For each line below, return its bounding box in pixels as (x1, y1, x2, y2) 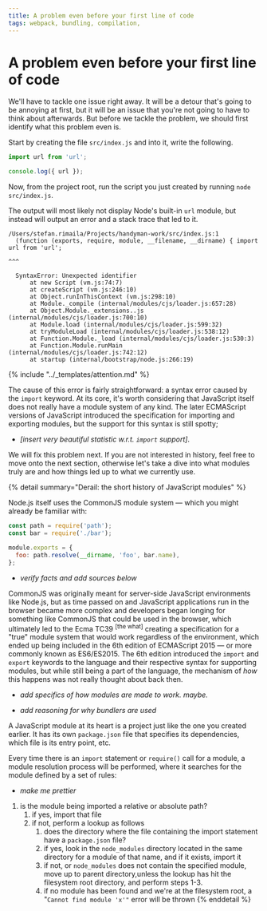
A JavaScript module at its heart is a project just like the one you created (8, 721, 247, 731)
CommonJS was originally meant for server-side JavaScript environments (8, 588, 251, 598)
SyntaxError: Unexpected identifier (15, 272, 137, 280)
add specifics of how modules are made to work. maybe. (19, 690, 209, 699)
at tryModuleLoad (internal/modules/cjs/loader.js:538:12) (29, 328, 230, 336)
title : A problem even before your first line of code (8, 11, 194, 20)
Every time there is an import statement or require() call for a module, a (8, 754, 245, 763)
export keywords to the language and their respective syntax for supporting (8, 658, 257, 667)
